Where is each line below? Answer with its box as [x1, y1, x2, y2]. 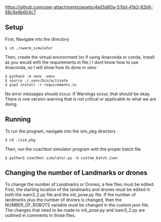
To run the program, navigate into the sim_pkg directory [5, 128, 116, 134]
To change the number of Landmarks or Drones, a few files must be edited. [5, 182, 155, 188]
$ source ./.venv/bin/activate [5, 78, 68, 83]
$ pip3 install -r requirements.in [5, 82, 77, 87]
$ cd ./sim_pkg [5, 137, 36, 142]
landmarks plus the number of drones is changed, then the [5, 197, 122, 203]
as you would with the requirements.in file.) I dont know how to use [5, 59, 139, 65]
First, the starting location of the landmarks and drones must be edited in [5, 187, 150, 192]
